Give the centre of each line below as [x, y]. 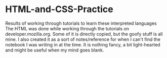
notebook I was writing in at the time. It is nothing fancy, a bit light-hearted [83, 44]
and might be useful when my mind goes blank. [55, 50]
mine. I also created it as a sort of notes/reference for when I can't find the [83, 39]
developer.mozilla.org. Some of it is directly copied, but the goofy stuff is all [84, 34]
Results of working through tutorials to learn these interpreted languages [81, 23]
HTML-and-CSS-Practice [59, 9]
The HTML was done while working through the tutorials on [67, 28]
